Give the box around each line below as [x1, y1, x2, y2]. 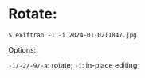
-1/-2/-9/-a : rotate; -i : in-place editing [8, 60, 138, 70]
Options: [8, 45, 37, 54]
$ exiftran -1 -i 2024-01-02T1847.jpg [8, 31, 137, 39]
